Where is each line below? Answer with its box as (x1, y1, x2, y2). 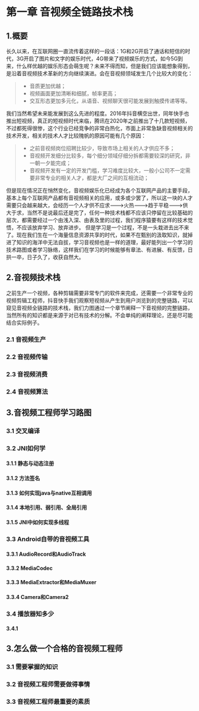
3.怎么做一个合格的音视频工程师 (6, 643, 123, 654)
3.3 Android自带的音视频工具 (6, 534, 90, 543)
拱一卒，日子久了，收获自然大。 (6, 254, 84, 261)
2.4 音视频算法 (6, 387, 49, 396)
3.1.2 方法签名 (6, 475, 40, 482)
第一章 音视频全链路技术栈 (6, 5, 133, 19)
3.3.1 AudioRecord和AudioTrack (6, 550, 86, 558)
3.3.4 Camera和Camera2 (6, 594, 69, 600)
